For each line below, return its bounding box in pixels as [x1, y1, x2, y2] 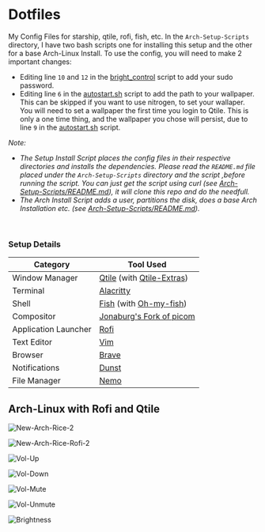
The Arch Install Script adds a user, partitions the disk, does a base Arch [19, 195, 257, 205]
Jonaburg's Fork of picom [99, 311, 195, 322]
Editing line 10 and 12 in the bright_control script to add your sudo [19, 72, 233, 81]
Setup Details [8, 239, 61, 250]
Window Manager [12, 273, 78, 284]
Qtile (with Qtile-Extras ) [99, 273, 188, 284]
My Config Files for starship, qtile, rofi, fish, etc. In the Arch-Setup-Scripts [8, 32, 249, 41]
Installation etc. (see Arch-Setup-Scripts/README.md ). [19, 203, 200, 213]
